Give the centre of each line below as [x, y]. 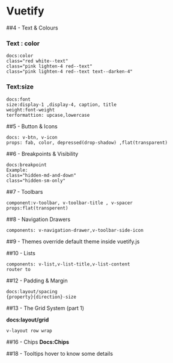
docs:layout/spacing [32, 291]
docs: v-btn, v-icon [32, 137]
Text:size [20, 87]
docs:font [19, 99]
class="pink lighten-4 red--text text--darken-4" [70, 72]
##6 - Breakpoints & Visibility [42, 154]
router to [19, 269]
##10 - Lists [21, 253]
